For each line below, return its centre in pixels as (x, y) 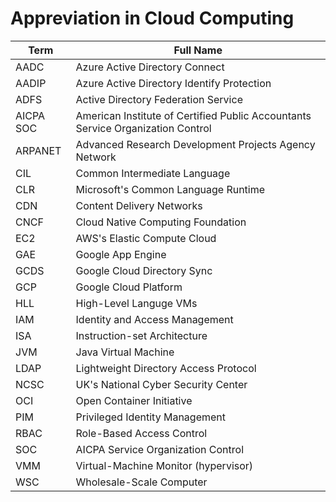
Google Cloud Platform (129, 287)
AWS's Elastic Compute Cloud (146, 238)
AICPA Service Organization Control (160, 449)
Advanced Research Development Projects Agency (195, 144)
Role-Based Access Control (141, 433)
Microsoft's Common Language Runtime (170, 189)
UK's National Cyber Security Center (161, 384)
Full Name (198, 50)
